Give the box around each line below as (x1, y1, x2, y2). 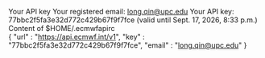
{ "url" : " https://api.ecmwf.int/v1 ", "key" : (8, 32, 145, 41)
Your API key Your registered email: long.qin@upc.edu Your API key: (8, 7, 234, 16)
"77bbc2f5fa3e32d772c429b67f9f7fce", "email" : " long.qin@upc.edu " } (8, 41, 247, 50)
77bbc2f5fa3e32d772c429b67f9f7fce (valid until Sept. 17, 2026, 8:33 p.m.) (8, 15, 258, 25)
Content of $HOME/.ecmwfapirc (8, 24, 115, 33)
